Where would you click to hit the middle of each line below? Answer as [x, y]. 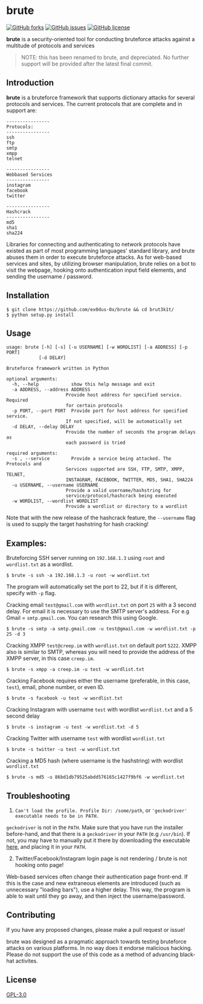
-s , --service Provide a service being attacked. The [92, 459]
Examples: [27, 543]
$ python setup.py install [40, 315]
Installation [28, 296]
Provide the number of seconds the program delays [131, 432]
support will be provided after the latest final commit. [87, 64]
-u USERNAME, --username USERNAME [55, 485]
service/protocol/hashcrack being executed [121, 496]
